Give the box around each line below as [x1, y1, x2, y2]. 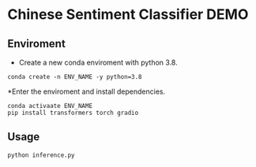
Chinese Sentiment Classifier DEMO [7, 6, 249, 24]
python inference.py [7, 151, 76, 159]
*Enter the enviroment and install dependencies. [7, 87, 166, 96]
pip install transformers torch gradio [7, 109, 139, 117]
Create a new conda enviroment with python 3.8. [18, 58, 179, 67]
